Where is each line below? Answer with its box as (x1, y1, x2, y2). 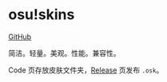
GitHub (8, 32, 32, 41)
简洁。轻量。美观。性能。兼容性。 (8, 48, 121, 57)
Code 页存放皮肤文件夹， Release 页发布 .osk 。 (8, 65, 164, 75)
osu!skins (8, 6, 75, 24)
